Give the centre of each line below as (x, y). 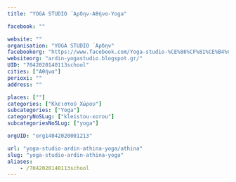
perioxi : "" (25, 78)
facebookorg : (26, 52)
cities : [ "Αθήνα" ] (34, 71)
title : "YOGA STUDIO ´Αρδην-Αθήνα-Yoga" (67, 14)
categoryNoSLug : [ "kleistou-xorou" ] (61, 117)
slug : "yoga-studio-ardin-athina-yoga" (66, 155)
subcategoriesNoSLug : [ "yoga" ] (53, 123)
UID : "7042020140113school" (48, 65)
